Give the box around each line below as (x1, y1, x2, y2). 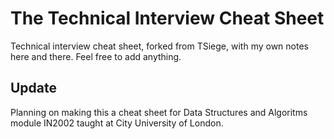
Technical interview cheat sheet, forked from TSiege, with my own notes (10, 40, 309, 52)
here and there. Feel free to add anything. (10, 50, 182, 62)
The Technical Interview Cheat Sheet (10, 7, 325, 30)
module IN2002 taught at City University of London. (10, 117, 224, 129)
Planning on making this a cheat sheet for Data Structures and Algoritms (10, 106, 308, 118)
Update (10, 80, 58, 97)
